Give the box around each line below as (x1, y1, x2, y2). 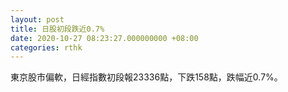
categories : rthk (10, 42, 83, 53)
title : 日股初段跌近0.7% (10, 24, 105, 34)
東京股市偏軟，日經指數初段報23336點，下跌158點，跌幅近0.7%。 (10, 71, 283, 83)
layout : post (10, 14, 65, 25)
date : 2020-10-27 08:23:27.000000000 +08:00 (10, 33, 199, 43)
